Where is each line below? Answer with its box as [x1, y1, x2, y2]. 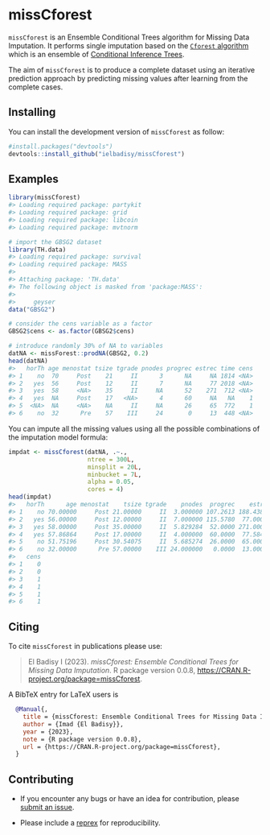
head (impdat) [8, 493, 52, 501]
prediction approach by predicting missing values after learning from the [8, 73, 248, 83]
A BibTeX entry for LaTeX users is [8, 690, 119, 700]
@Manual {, [15, 705, 48, 713]
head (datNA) [8, 357, 48, 365]
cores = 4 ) [87, 486, 125, 494]
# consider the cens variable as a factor [8, 320, 153, 328]
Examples [8, 172, 59, 186]
